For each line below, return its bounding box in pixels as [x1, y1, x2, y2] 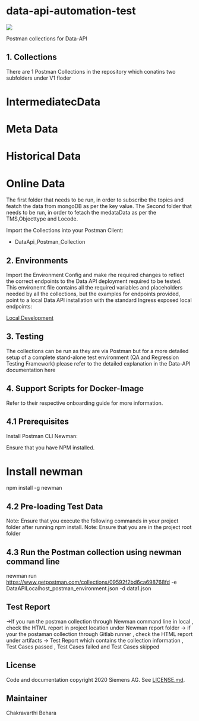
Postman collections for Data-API [6, 34, 88, 42]
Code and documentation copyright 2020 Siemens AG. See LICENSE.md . [6, 676, 185, 683]
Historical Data [6, 150, 81, 163]
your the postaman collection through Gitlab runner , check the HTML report [6, 630, 193, 637]
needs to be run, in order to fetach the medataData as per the [6, 209, 157, 216]
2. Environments [6, 256, 68, 266]
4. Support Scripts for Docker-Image [6, 383, 144, 393]
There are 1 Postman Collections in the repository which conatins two [6, 68, 176, 75]
